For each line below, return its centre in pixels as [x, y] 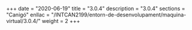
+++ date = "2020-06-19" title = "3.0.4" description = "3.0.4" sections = [96, 9]
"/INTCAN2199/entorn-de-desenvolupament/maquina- [118, 15]
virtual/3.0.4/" [23, 21]
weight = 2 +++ [61, 21]
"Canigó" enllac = [28, 15]
